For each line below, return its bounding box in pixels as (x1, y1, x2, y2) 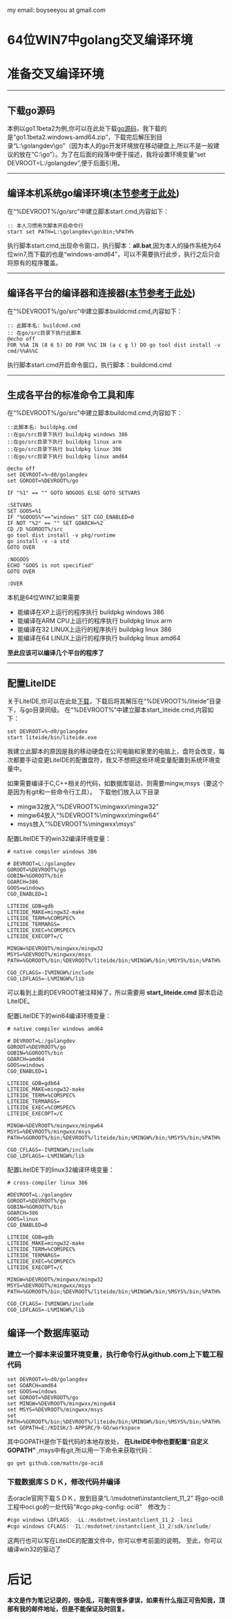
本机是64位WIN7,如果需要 (7, 593, 81, 602)
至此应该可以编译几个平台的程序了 (7, 649, 104, 657)
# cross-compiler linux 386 (7, 1179, 88, 1187)
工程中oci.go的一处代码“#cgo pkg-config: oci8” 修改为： (7, 1503, 173, 1511)
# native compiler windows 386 (7, 849, 97, 855)
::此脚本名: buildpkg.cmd (7, 424, 78, 431)
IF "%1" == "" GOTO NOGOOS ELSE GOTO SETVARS (7, 490, 140, 497)
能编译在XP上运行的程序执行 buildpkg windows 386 (17, 608, 164, 616)
